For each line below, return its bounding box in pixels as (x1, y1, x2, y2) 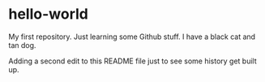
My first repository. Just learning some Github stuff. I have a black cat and (8, 32, 256, 41)
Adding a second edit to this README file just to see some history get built (8, 56, 257, 66)
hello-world (8, 5, 89, 24)
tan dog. (8, 40, 36, 50)
